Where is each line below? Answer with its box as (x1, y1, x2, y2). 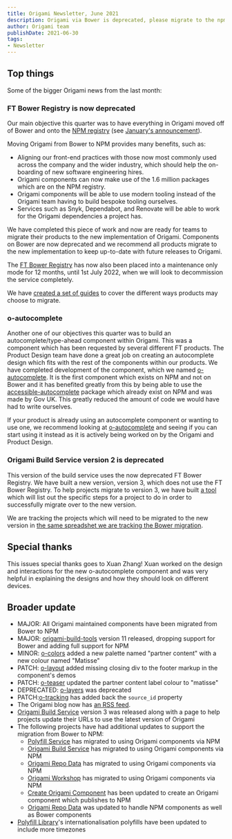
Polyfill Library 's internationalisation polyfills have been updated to (17, 818, 207, 827)
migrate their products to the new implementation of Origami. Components (7, 233, 220, 241)
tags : (7, 36, 23, 43)
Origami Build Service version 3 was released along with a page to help (17, 708, 220, 716)
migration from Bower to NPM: (17, 730, 104, 738)
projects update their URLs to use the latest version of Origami (17, 715, 195, 724)
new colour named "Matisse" (17, 657, 100, 665)
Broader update (7, 601, 76, 613)
